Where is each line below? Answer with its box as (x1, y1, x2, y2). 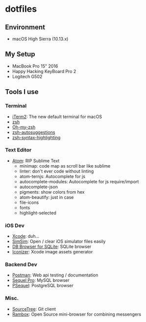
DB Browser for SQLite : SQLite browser (12, 244, 92, 249)
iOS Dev (5, 222, 24, 229)
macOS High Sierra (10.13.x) (12, 36, 69, 42)
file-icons (19, 199, 39, 205)
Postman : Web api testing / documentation (12, 272, 98, 278)
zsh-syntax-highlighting (12, 134, 61, 140)
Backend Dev (5, 261, 38, 268)
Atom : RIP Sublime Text (12, 158, 60, 164)
